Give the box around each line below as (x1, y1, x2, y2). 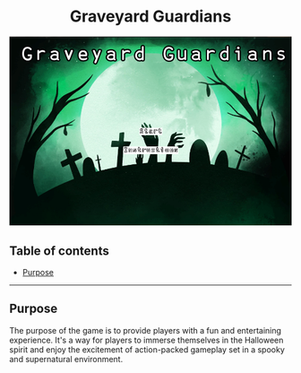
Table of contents (9, 243, 109, 258)
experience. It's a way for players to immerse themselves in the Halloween (9, 334, 284, 345)
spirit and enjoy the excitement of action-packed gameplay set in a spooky (9, 343, 285, 355)
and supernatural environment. (9, 353, 124, 364)
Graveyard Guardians (69, 6, 232, 27)
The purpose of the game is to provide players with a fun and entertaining (9, 325, 282, 335)
